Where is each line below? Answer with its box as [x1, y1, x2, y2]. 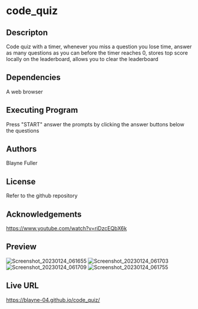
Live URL [6, 281, 39, 291]
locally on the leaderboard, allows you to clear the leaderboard [6, 56, 159, 62]
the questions [6, 127, 39, 134]
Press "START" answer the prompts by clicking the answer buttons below [6, 120, 184, 127]
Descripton [6, 28, 48, 38]
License [6, 176, 36, 186]
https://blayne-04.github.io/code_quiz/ [6, 296, 100, 303]
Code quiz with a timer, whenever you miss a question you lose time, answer [6, 43, 192, 50]
